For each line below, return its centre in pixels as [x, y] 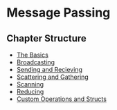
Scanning [30, 84]
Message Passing [58, 13]
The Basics [33, 55]
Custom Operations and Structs [61, 99]
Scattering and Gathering [53, 77]
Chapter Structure [47, 38]
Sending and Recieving [49, 70]
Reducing [30, 92]
